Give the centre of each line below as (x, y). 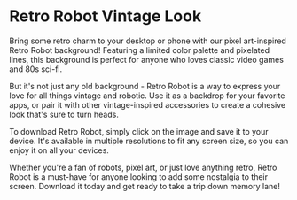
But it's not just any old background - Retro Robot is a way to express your (145, 86)
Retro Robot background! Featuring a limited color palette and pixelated (140, 50)
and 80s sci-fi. (36, 69)
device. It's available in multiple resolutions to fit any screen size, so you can (149, 141)
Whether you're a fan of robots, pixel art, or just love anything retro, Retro (143, 167)
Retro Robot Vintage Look (106, 16)
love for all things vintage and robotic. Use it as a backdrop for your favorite (147, 96)
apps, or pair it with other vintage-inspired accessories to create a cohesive (148, 104)
